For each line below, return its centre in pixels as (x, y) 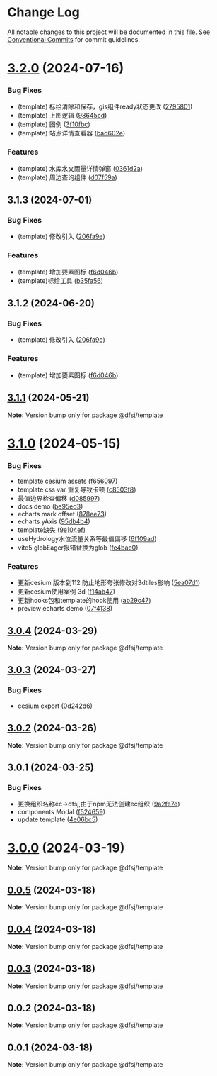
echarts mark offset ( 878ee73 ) (62, 514)
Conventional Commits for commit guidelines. (74, 39)
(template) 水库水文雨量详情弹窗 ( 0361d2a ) (80, 168)
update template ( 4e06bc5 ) (58, 819)
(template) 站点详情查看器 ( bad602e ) (71, 133)
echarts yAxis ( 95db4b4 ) (54, 521)
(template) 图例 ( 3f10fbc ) (54, 124)
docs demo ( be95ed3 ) (50, 506)
